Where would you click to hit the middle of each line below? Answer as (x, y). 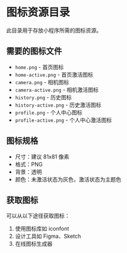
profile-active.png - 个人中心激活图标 (63, 120)
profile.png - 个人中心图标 (49, 112)
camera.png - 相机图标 (42, 82)
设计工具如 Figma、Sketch (48, 236)
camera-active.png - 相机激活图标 (57, 90)
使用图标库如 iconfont (42, 229)
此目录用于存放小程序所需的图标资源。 (54, 30)
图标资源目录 (38, 12)
